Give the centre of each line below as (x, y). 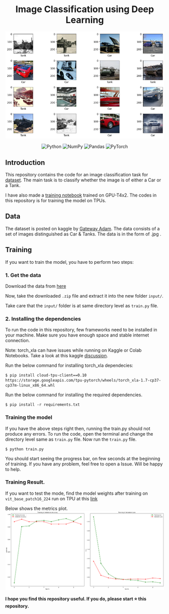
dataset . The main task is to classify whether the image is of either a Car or (83, 180)
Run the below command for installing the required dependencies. (74, 395)
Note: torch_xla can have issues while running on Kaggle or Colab (74, 350)
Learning (85, 20)
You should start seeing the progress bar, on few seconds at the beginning (83, 458)
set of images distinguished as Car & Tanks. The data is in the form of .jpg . (83, 234)
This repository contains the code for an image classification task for (77, 175)
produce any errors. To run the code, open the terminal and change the (79, 434)
